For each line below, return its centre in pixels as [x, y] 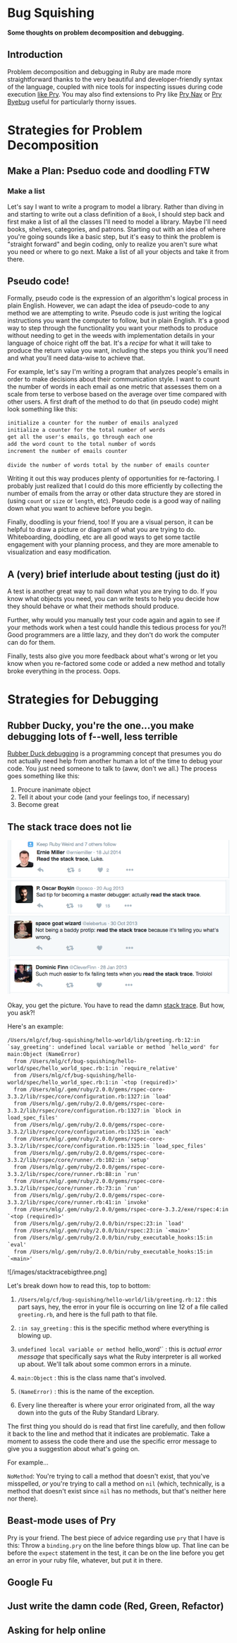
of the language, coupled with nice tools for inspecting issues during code [115, 87]
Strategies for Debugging [83, 699]
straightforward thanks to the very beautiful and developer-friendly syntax [115, 79]
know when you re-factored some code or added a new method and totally [116, 664]
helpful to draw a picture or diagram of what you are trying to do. [102, 530]
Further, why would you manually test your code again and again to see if [114, 620]
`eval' [17, 1244]
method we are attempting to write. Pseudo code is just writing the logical [114, 313]
